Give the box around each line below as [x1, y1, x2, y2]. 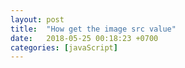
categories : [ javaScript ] [10, 42, 118, 53]
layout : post [10, 14, 65, 25]
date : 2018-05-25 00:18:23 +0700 [10, 33, 159, 43]
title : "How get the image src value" [10, 24, 177, 34]
